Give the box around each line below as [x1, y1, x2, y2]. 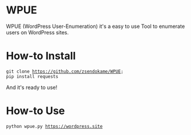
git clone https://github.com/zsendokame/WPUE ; [6, 68, 124, 74]
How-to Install [6, 49, 76, 63]
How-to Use [6, 104, 65, 118]
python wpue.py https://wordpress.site [6, 123, 103, 129]
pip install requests [6, 73, 59, 79]
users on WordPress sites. [6, 29, 69, 35]
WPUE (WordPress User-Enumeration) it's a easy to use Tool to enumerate [6, 23, 185, 30]
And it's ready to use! [6, 84, 58, 91]
